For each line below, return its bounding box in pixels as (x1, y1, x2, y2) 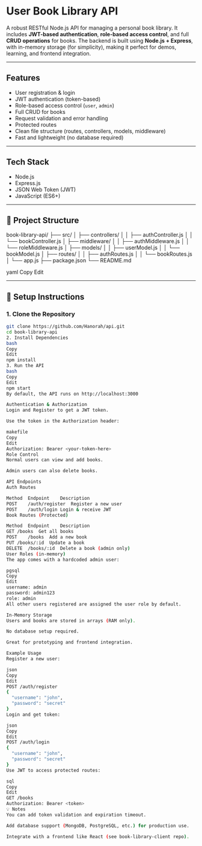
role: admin (6, 595, 36, 601)
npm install (6, 357, 36, 363)
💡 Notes (6, 806, 26, 812)
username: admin (6, 584, 47, 590)
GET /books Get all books (6, 529, 74, 535)
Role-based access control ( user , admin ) (14, 101, 114, 109)
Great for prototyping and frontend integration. (6, 639, 133, 646)
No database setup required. (6, 628, 79, 634)
